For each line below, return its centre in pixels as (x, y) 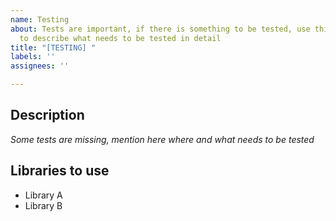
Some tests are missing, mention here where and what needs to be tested (162, 139)
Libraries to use (60, 171)
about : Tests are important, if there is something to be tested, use (160, 29)
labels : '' (33, 57)
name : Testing (40, 19)
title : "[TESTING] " (53, 47)
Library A (43, 195)
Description (47, 115)
